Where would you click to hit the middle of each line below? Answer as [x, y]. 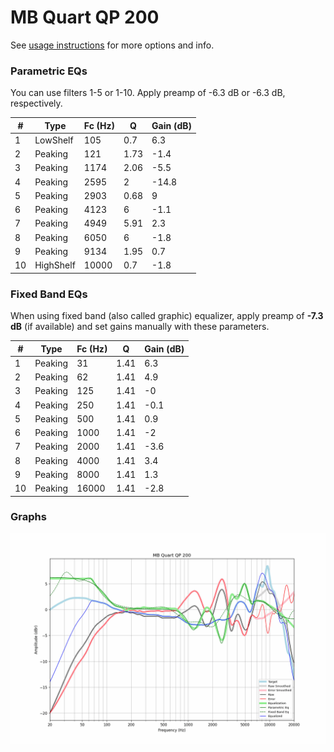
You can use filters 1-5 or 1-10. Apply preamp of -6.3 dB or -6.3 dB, [148, 93]
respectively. [36, 103]
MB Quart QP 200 [85, 17]
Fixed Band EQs [49, 294]
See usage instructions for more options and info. [112, 45]
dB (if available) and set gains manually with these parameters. [140, 327]
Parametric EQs [49, 71]
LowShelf [54, 140]
